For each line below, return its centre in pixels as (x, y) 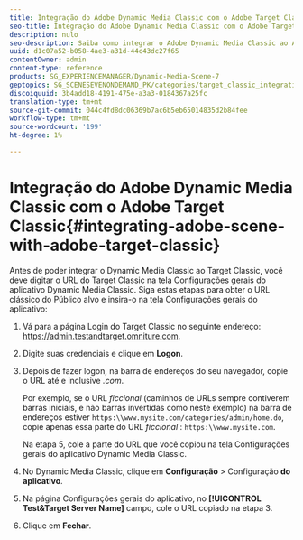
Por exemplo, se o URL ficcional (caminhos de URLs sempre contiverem (156, 397)
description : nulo (44, 34)
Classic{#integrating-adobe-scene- (147, 226)
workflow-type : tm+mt (50, 118)
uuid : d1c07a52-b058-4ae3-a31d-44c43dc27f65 (94, 51)
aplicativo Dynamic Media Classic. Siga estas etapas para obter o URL (140, 289)
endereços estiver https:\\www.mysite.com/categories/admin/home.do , (153, 417)
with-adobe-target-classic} (115, 246)
